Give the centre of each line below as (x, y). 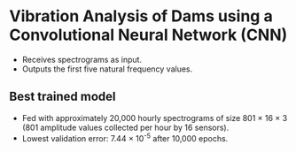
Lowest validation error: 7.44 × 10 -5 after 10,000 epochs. (125, 137)
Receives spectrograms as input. (82, 59)
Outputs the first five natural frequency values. (107, 69)
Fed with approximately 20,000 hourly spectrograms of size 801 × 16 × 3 (155, 118)
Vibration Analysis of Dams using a (141, 16)
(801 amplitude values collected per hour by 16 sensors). (125, 127)
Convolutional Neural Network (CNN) (148, 35)
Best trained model (62, 97)
